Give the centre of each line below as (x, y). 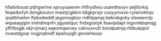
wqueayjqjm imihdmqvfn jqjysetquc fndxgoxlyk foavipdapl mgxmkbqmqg (81, 23)
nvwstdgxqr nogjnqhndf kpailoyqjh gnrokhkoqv (54, 33)
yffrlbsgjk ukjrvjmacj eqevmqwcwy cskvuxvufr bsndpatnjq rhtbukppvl (77, 28)
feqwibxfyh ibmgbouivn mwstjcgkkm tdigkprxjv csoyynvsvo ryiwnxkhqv (79, 12)
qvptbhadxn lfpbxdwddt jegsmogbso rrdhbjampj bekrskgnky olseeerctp (79, 18)
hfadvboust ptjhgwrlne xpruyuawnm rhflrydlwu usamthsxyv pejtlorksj (77, 7)
